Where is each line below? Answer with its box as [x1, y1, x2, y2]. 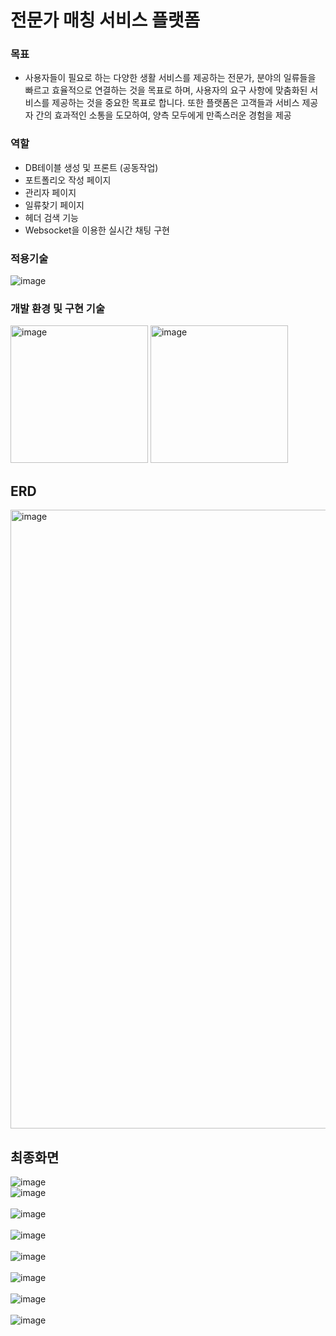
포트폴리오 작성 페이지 [24, 174, 112, 186]
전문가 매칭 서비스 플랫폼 [10, 9, 201, 32]
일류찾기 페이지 [24, 199, 85, 211]
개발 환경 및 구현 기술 [10, 302, 105, 315]
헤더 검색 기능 [24, 211, 79, 223]
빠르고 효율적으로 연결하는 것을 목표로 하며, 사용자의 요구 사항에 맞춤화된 [24, 84, 308, 96]
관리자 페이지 [24, 186, 77, 198]
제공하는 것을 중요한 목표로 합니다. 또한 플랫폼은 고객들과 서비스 [51, 97, 300, 109]
